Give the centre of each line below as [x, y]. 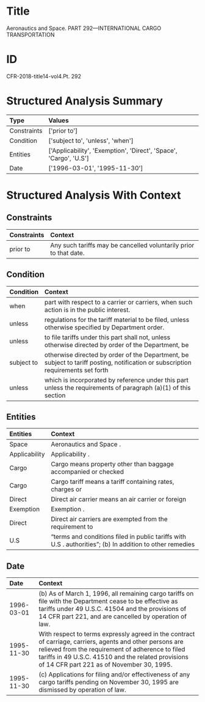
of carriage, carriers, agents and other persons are [111, 642]
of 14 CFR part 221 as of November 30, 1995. [106, 665]
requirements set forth [77, 370]
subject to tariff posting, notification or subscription [118, 362]
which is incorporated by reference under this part [117, 380]
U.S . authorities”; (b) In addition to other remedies [123, 544]
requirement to [72, 527]
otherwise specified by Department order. [105, 327]
